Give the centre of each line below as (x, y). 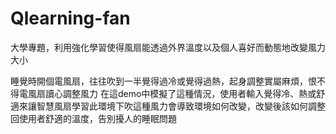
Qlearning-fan (70, 18)
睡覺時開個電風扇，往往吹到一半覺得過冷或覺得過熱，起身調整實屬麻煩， (159, 81)
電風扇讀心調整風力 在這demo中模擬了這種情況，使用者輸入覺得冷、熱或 (167, 93)
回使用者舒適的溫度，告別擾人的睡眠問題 (93, 118)
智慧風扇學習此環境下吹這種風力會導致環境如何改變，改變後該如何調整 (181, 106)
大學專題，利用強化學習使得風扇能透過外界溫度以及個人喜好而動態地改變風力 (168, 47)
